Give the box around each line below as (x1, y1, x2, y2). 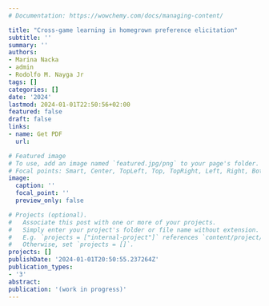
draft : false (8, 115, 52, 124)
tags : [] (8, 77, 38, 86)
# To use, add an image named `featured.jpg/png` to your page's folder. (8, 159, 260, 168)
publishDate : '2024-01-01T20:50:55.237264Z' (8, 256, 159, 264)
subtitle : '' (8, 34, 52, 42)
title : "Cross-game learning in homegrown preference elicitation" (8, 26, 239, 34)
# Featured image (8, 152, 66, 160)
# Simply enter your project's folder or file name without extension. (8, 225, 260, 234)
